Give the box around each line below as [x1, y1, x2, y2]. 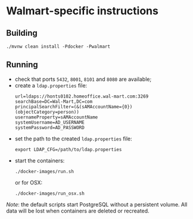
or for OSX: [14, 179, 43, 186]
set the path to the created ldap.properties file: [14, 135, 132, 142]
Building [6, 28, 38, 38]
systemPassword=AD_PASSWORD [14, 124, 85, 130]
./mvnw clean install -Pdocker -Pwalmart [6, 43, 111, 49]
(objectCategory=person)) [14, 109, 79, 115]
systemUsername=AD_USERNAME [14, 119, 85, 126]
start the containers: [14, 157, 65, 164]
